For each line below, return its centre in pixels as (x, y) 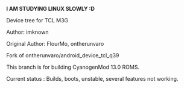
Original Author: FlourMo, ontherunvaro (55, 44)
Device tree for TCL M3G (37, 20)
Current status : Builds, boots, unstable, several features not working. (92, 79)
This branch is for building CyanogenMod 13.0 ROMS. (73, 67)
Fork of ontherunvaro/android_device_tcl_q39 (63, 55)
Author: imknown (27, 32)
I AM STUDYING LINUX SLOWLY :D (50, 9)
